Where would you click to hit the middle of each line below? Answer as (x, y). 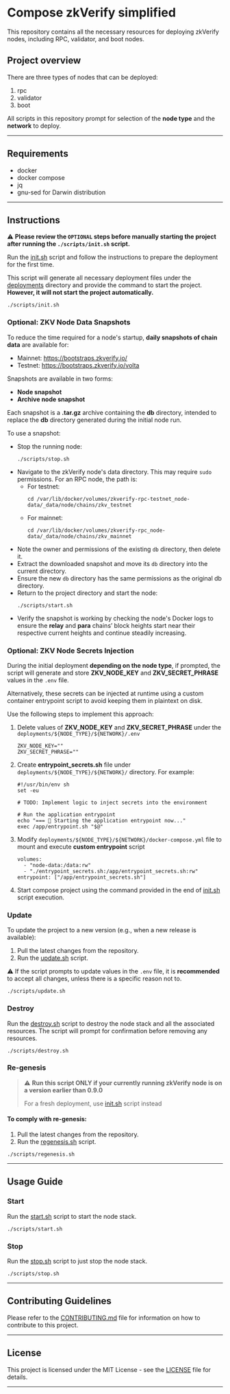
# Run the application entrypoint (66, 814)
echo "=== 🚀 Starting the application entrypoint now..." (101, 820)
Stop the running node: (49, 446)
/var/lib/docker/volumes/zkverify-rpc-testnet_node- (113, 499)
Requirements (38, 154)
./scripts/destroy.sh (38, 1050)
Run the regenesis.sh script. (56, 1142)
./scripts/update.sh (37, 991)
